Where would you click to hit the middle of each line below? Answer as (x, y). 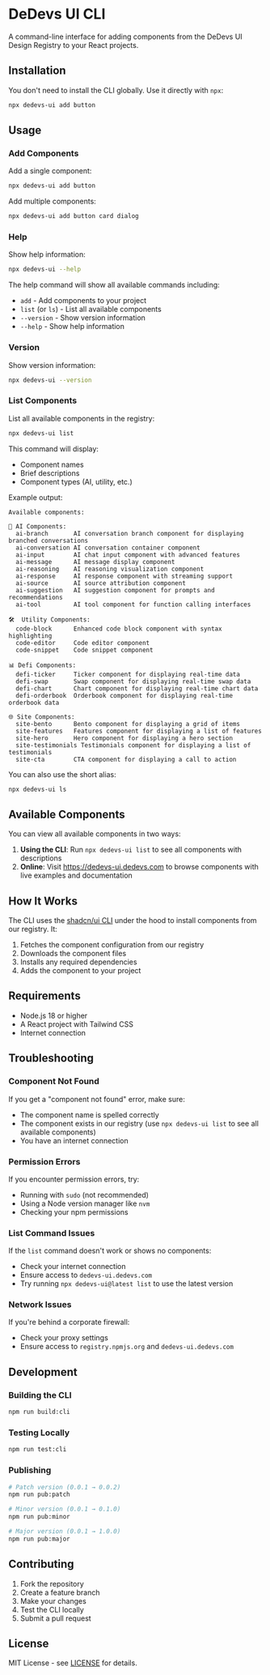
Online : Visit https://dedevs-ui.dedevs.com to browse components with (139, 867)
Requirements (44, 996)
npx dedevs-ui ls (38, 789)
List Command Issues (52, 1233)
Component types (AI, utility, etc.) (76, 481)
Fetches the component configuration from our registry (112, 945)
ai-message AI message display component (95, 562)
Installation (37, 71)
